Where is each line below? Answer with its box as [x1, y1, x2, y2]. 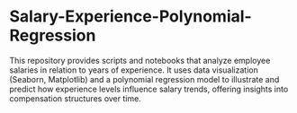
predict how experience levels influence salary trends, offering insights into [9, 83, 289, 94]
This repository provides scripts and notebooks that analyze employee [9, 55, 271, 65]
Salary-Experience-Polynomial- [9, 6, 252, 27]
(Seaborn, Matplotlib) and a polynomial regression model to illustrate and [9, 74, 280, 84]
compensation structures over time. [9, 92, 141, 104]
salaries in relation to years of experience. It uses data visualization [9, 65, 258, 75]
